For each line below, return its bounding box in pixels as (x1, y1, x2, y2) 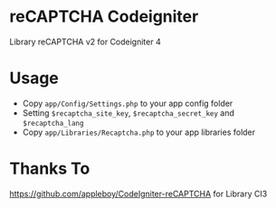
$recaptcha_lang (22, 118, 84, 128)
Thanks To (9, 158, 90, 179)
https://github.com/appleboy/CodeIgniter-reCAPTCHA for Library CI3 (9, 188, 268, 199)
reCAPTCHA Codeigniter (9, 6, 199, 27)
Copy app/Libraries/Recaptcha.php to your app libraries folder (22, 127, 256, 137)
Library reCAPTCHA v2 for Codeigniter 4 (9, 36, 161, 47)
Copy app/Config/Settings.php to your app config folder (22, 98, 233, 109)
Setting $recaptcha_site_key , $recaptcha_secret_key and (22, 107, 235, 118)
